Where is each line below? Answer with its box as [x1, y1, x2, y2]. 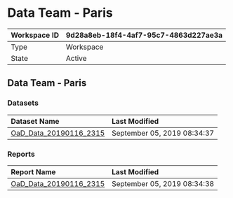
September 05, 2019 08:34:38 [111, 178, 215, 188]
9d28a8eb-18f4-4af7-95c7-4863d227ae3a [65, 30, 223, 40]
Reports [7, 149, 35, 159]
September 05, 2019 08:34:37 [111, 128, 215, 138]
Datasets [7, 98, 39, 108]
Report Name [11, 167, 56, 176]
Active [65, 53, 87, 63]
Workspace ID [11, 30, 60, 40]
